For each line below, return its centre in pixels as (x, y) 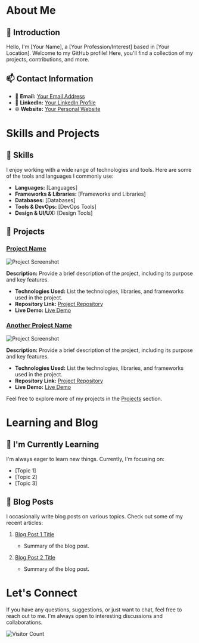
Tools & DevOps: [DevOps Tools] (55, 206)
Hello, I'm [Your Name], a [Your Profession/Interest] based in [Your (88, 47)
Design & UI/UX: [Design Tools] (54, 213)
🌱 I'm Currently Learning (53, 445)
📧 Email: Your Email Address (50, 96)
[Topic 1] (25, 470)
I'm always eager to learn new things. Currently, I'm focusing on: (85, 459)
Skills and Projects (53, 133)
